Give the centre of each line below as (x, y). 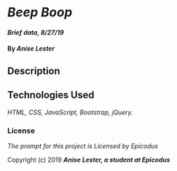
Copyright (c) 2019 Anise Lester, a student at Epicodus (89, 160)
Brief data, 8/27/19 (36, 32)
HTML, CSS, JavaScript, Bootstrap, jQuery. (70, 112)
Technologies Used (51, 95)
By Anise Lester (31, 49)
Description (34, 71)
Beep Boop (40, 12)
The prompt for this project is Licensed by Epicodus (83, 145)
